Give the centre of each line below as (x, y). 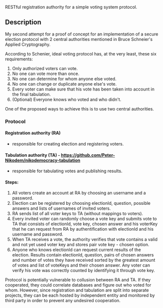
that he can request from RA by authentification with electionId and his (83, 229)
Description (23, 22)
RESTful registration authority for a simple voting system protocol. (71, 7)
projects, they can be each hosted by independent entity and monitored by (80, 295)
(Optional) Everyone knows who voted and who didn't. (67, 99)
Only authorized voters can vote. (45, 68)
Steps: (12, 182)
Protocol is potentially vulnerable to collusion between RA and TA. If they (78, 280)
